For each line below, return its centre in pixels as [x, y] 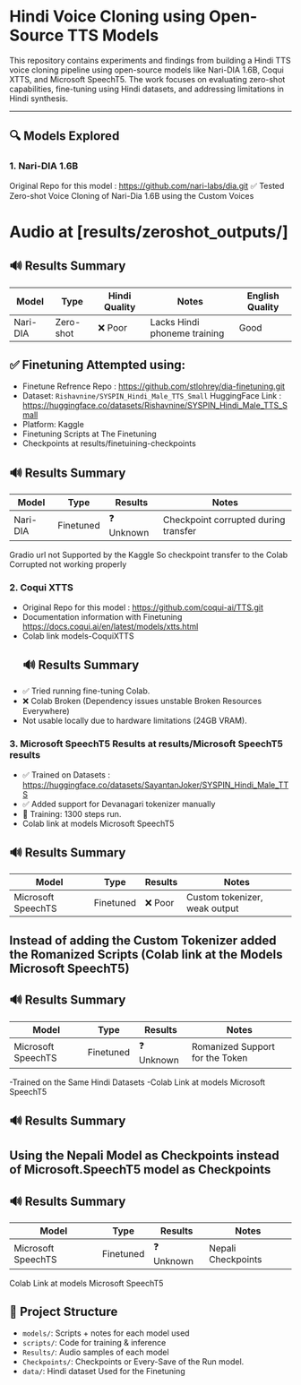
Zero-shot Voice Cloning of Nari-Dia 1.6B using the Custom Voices [132, 195]
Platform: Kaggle [53, 425]
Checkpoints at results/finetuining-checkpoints [109, 443]
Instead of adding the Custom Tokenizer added [143, 940]
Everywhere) [46, 711]
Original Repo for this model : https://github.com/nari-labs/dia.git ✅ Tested [147, 185]
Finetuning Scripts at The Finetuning [89, 434]
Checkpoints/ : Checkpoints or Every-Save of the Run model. [133, 1362]
